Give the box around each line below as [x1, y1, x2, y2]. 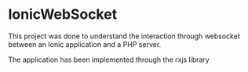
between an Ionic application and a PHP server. [8, 39, 162, 49]
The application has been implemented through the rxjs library [8, 55, 210, 64]
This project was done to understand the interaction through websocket [8, 31, 241, 41]
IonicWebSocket [8, 5, 118, 23]
